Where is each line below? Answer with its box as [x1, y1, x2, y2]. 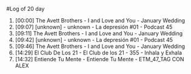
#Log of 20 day [6, 5, 45, 12]
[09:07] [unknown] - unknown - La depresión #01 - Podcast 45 [15, 24, 173, 30]
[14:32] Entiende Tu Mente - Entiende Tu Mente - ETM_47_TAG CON [15, 56, 184, 62]
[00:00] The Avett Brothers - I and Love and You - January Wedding [15, 17, 186, 24]
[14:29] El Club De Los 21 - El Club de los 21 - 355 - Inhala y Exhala [15, 49, 183, 56]
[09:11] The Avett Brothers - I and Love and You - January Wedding [15, 30, 183, 37]
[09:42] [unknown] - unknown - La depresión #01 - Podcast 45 [15, 36, 173, 43]
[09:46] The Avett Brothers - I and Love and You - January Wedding [15, 42, 186, 50]
